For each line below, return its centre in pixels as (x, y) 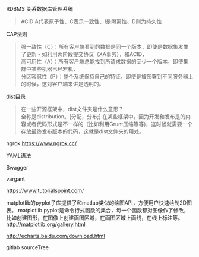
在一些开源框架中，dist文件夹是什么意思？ (72, 109)
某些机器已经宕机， (55, 69)
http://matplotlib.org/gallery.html (46, 224)
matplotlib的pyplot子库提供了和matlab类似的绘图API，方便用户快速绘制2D (97, 203)
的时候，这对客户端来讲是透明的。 (62, 84)
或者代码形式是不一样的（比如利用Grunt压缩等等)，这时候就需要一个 (109, 124)
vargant (15, 179)
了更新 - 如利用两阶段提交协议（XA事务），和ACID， (84, 54)
